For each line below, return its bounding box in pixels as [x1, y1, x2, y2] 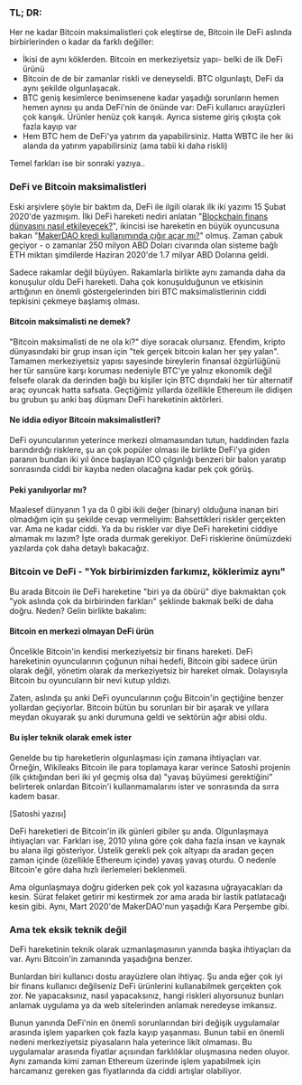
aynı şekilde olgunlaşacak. [22, 83, 121, 94]
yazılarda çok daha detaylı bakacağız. [9, 542, 150, 553]
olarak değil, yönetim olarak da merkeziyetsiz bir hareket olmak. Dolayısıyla [9, 665, 288, 675]
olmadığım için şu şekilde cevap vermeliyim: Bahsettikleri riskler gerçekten [9, 514, 286, 525]
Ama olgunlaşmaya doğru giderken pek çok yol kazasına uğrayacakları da [9, 882, 284, 892]
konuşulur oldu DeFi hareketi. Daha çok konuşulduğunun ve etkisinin [9, 276, 264, 287]
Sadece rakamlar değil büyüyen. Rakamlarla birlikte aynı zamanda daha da [9, 267, 286, 278]
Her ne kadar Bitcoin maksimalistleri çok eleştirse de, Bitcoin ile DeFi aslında [9, 27, 293, 38]
